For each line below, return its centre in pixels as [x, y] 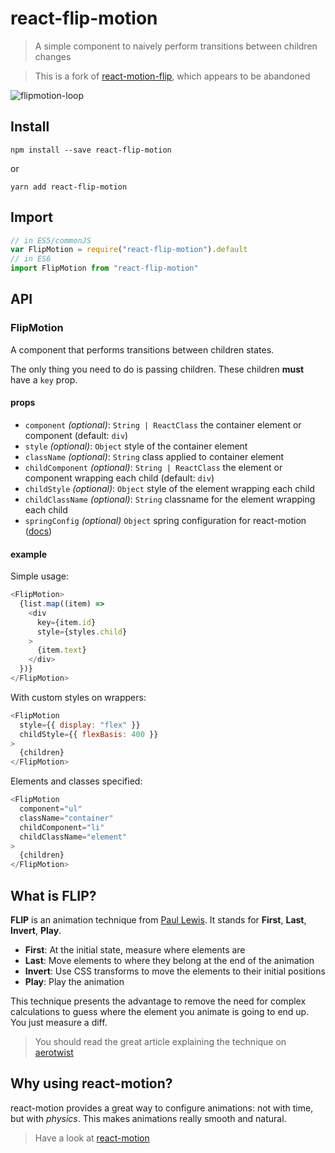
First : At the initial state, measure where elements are [135, 949]
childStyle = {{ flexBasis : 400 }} [89, 734]
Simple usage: [40, 576]
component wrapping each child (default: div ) [119, 478]
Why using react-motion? [91, 1083]
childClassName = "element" [73, 837]
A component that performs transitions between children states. [142, 349]
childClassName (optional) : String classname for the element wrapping [170, 499]
